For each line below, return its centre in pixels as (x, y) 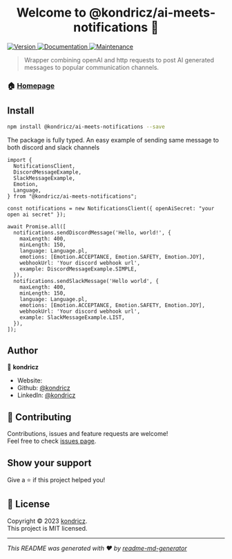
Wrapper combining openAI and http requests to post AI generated (119, 59)
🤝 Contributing (39, 417)
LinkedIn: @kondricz (46, 395)
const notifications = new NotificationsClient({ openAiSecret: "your (111, 208)
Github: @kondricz (43, 388)
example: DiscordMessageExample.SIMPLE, (78, 269)
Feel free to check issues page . (52, 441)
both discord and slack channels (54, 147)
